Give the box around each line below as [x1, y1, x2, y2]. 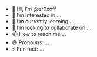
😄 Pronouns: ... [11, 39, 50, 46]
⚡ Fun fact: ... [11, 45, 44, 52]
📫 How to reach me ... [11, 31, 66, 37]
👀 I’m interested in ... [11, 12, 62, 19]
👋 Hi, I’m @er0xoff [11, 6, 56, 12]
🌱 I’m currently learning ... [11, 18, 75, 24]
